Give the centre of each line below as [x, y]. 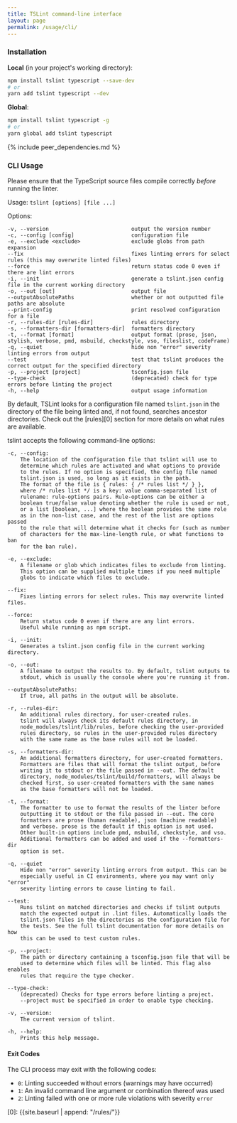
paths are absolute [36, 304]
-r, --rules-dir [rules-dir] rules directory [93, 323]
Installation [27, 52]
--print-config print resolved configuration [114, 310]
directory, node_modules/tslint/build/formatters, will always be [120, 777]
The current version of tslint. [68, 1020]
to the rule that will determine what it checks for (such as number [125, 528]
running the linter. [33, 188]
